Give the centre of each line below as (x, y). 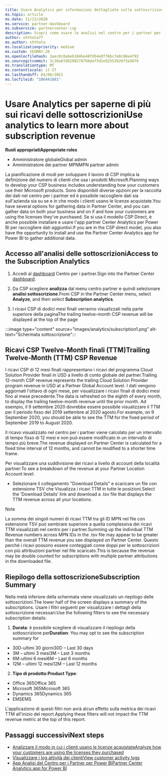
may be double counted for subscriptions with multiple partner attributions (81, 556)
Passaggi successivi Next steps (55, 735)
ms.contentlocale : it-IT (31, 70)
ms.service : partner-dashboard (38, 24)
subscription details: (26, 618)
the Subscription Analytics (47, 262)
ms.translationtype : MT (30, 65)
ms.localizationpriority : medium (40, 47)
